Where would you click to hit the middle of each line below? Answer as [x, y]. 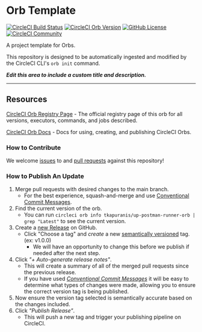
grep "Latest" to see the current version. [75, 221]
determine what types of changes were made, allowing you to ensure [110, 285]
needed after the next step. [66, 253]
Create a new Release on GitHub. [56, 228]
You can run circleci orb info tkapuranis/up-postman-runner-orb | [109, 215]
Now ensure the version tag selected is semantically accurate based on [103, 298]
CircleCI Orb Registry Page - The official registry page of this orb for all [94, 114]
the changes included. [42, 304]
